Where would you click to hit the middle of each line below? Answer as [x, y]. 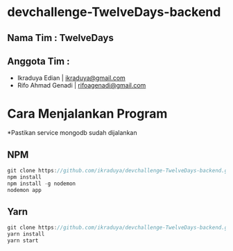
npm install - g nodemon [42, 184]
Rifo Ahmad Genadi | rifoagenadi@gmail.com [81, 86]
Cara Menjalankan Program [87, 114]
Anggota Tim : [38, 61]
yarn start [23, 241]
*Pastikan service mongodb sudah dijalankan [72, 133]
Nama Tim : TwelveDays [61, 38]
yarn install [26, 234]
